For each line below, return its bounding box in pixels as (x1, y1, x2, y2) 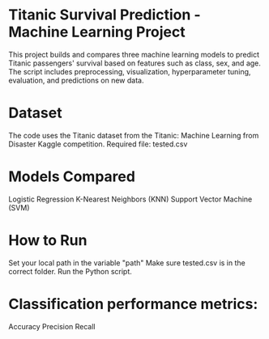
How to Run (8, 231, 88, 249)
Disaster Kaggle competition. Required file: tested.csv (8, 139, 188, 149)
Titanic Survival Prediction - (8, 6, 201, 24)
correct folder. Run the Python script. (8, 266, 132, 276)
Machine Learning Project (8, 23, 186, 41)
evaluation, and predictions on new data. (8, 75, 144, 85)
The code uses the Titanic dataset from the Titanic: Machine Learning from (8, 130, 259, 140)
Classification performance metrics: (8, 295, 258, 313)
